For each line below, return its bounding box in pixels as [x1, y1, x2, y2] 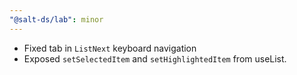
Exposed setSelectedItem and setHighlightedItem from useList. [23, 52, 287, 65]
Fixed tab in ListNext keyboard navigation [23, 42, 197, 54]
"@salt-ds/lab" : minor [9, 14, 104, 25]
